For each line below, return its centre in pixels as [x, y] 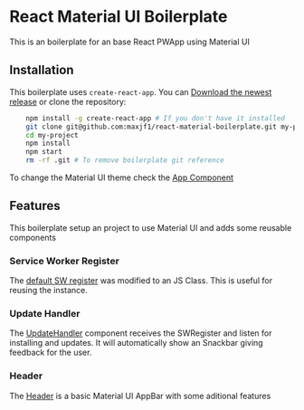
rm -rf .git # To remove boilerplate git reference [125, 160]
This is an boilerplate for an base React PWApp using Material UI [130, 42]
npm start [44, 152]
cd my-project [52, 135]
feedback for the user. [51, 353]
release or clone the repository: [68, 101]
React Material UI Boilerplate [119, 17]
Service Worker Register [64, 261]
